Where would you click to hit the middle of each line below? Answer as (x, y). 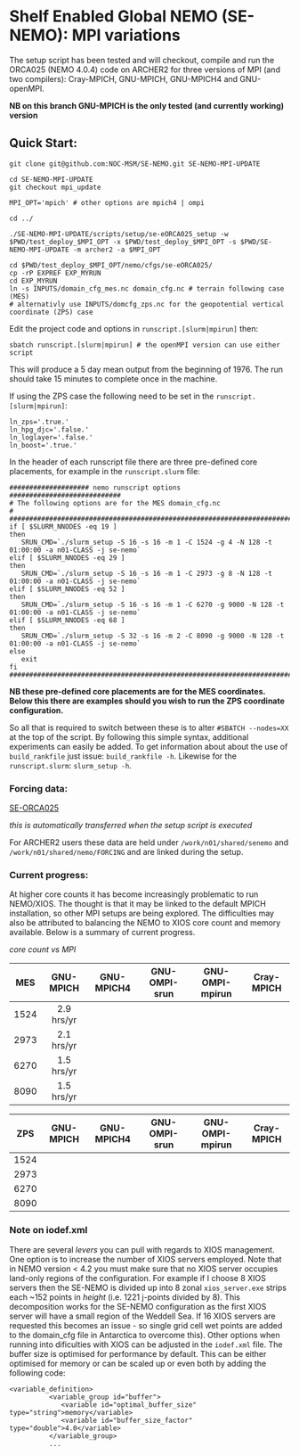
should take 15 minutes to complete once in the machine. (113, 378)
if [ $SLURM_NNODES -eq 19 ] (63, 526)
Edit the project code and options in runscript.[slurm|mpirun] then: (134, 328)
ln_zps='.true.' (39, 422)
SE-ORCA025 (34, 808)
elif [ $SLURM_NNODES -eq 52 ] (67, 589)
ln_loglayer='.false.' (51, 437)
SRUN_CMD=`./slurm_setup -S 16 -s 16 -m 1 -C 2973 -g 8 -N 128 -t (147, 573)
